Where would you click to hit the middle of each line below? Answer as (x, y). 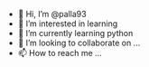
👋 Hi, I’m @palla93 (52, 14)
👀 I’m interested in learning (68, 24)
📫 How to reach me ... (60, 53)
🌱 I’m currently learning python (75, 33)
